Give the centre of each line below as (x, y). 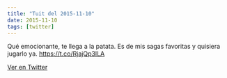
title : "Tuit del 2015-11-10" (51, 14)
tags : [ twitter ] (31, 26)
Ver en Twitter (28, 68)
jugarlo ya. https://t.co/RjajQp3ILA (56, 54)
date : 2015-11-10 (32, 20)
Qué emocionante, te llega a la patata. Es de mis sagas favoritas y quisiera (114, 47)
